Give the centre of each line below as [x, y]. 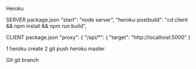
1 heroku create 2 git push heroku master [56, 49]
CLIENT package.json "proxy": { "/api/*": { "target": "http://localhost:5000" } [98, 37]
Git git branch [23, 60]
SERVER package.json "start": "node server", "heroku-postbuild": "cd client [97, 20]
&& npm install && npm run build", [46, 26]
